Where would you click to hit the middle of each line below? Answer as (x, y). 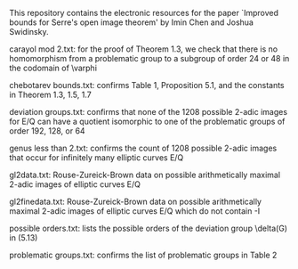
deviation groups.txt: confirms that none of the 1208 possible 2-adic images (148, 112)
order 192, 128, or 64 (48, 131)
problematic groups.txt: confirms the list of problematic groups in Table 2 (143, 255)
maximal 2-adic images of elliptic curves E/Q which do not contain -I (135, 211)
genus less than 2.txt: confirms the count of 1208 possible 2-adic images (143, 148)
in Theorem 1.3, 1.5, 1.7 (50, 94)
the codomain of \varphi (53, 68)
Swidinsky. (29, 32)
